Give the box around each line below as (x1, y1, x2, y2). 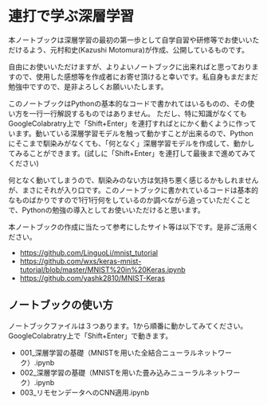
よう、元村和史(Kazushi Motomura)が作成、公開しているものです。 (29, 45, 249, 54)
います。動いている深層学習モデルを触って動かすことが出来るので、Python (8, 128, 253, 138)
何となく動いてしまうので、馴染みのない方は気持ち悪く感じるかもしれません (8, 175, 259, 185)
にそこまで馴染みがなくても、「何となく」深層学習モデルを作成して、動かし (8, 138, 255, 148)
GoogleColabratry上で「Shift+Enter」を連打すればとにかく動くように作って (8, 119, 257, 128)
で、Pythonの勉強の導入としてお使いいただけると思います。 (8, 204, 205, 215)
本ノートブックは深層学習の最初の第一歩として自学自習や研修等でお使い (8, 35, 245, 45)
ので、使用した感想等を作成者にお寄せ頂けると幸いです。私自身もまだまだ (14, 72, 259, 81)
